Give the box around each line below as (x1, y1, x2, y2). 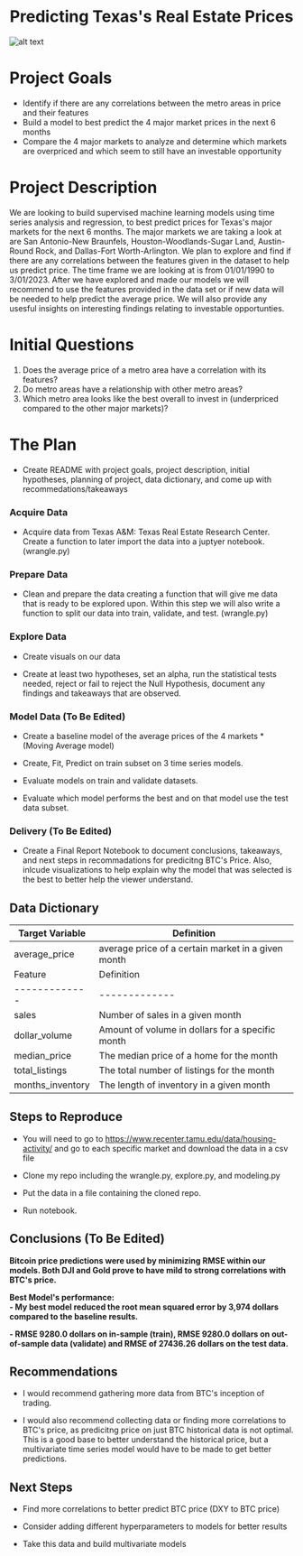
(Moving (22, 740, 54, 751)
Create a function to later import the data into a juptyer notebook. (22, 535, 265, 547)
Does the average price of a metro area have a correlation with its (22, 364, 267, 375)
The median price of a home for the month (98, 1049, 278, 1061)
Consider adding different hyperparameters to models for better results (22, 1521, 288, 1532)
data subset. (22, 801, 69, 813)
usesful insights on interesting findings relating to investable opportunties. (9, 302, 285, 313)
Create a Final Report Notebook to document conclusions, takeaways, (22, 846, 282, 857)
